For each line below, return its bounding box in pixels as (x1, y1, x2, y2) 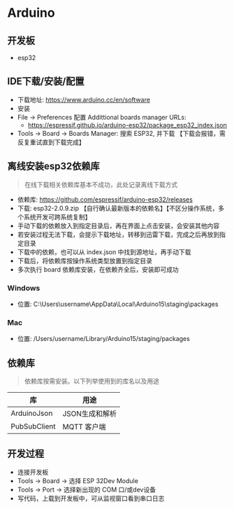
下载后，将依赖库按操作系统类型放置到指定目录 (17, 256, 152, 265)
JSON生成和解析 (62, 409, 117, 419)
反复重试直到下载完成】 (17, 138, 85, 146)
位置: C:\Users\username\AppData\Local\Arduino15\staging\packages (17, 300, 219, 308)
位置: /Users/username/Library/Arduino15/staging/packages (17, 335, 190, 343)
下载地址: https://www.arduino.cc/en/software (17, 95, 150, 104)
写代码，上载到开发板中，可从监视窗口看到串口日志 (17, 494, 165, 502)
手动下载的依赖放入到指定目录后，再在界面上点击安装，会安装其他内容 (17, 221, 220, 230)
